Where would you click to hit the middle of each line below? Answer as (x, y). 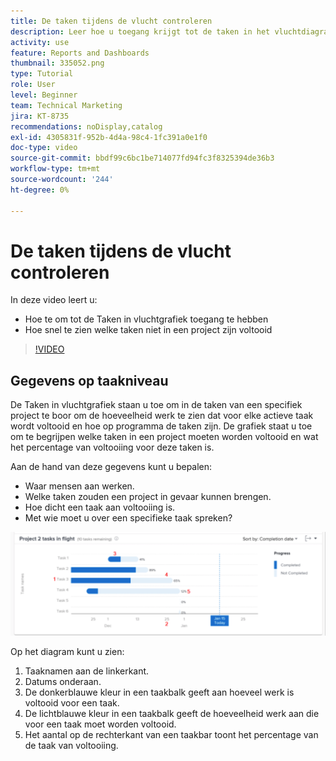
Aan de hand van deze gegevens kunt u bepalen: (111, 467)
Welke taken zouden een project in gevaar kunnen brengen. (148, 497)
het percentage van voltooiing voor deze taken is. (112, 447)
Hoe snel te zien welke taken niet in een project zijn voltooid (148, 330)
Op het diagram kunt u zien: (67, 652)
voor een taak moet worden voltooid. (100, 724)
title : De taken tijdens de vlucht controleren (111, 21)
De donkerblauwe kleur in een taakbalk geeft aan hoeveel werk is (159, 692)
